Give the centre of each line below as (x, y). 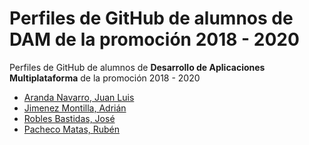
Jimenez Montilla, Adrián (75, 108)
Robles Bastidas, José (69, 118)
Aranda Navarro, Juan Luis (79, 97)
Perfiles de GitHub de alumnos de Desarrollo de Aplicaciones (137, 67)
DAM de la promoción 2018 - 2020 (154, 39)
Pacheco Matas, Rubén (72, 129)
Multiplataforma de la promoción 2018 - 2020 (105, 78)
